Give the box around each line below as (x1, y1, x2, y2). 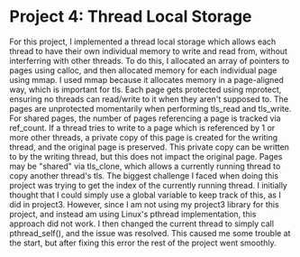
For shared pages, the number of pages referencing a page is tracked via (9, 113, 281, 124)
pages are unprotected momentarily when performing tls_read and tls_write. (9, 103, 292, 114)
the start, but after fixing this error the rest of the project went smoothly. (9, 237, 277, 248)
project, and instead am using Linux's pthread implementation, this (9, 208, 257, 219)
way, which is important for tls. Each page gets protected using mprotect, (9, 84, 282, 95)
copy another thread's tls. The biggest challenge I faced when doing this (9, 170, 279, 181)
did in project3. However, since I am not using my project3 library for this (9, 198, 279, 209)
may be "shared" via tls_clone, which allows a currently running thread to (9, 161, 281, 171)
